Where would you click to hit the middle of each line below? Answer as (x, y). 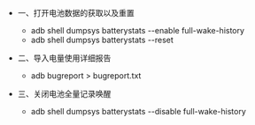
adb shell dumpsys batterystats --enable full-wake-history (138, 30)
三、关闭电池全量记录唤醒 (64, 94)
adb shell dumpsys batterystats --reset (102, 40)
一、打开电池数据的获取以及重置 (76, 13)
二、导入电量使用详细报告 (64, 58)
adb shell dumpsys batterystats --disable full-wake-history (138, 111)
